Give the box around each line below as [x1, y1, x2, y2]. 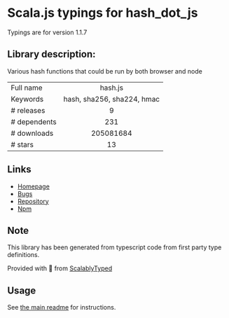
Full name [11, 83, 43, 92]
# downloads [11, 128, 54, 138]
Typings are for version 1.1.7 [7, 28, 88, 36]
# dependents [11, 117, 57, 127]
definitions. [7, 251, 40, 259]
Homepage [17, 182, 50, 191]
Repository [17, 197, 49, 205]
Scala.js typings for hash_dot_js [7, 5, 198, 21]
